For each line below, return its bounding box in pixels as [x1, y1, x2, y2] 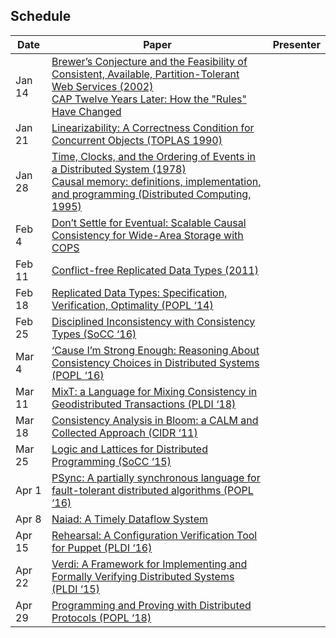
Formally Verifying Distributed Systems [51, 569, 235, 583]
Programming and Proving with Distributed [51, 598, 252, 612]
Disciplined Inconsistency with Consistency [51, 314, 256, 328]
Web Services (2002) [51, 79, 154, 93]
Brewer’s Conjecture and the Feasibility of [51, 54, 248, 68]
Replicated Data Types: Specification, [51, 285, 228, 299]
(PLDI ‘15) [51, 582, 100, 596]
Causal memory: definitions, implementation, [51, 174, 262, 188]
